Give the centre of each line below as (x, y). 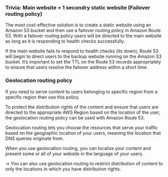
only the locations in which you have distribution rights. (63, 169)
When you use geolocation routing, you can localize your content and (78, 148)
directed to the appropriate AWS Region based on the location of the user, (83, 112)
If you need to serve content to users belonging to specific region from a (81, 92)
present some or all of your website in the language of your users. (74, 154)
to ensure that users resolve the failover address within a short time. (77, 67)
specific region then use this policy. (43, 97)
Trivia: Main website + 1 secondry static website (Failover (78, 8)
